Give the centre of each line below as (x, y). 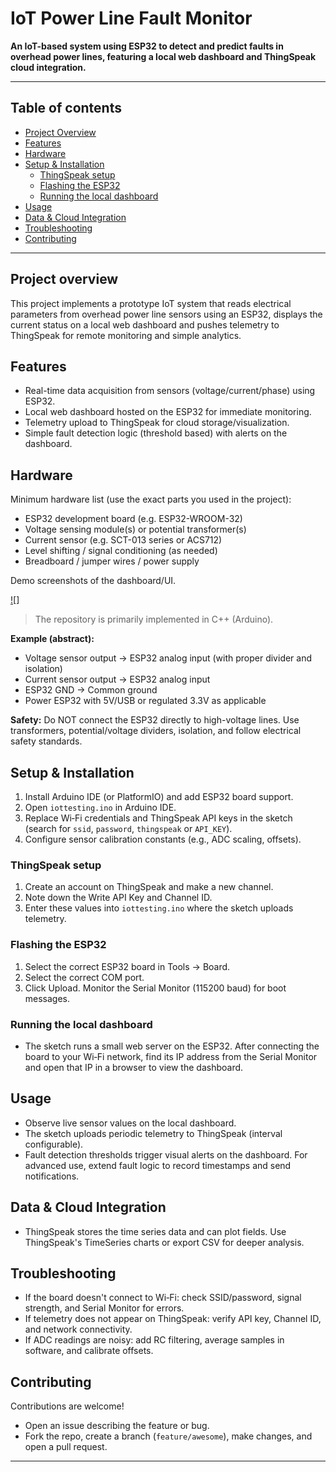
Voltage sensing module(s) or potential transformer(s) (135, 529)
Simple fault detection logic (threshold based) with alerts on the (156, 433)
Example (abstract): (52, 639)
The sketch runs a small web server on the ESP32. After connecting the (172, 1046)
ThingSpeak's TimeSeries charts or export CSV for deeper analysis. (164, 1242)
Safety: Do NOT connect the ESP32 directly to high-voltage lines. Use (155, 720)
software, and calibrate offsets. (89, 1351)
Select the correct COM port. (84, 977)
